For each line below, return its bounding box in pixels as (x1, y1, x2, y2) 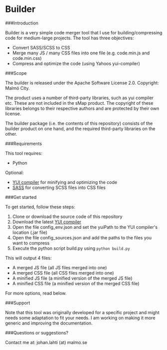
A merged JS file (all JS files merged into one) (12, 264, 107, 270)
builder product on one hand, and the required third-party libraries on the (5, 126, 156, 132)
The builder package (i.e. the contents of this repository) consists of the (5, 120, 153, 126)
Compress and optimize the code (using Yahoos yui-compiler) (12, 60, 141, 66)
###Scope (5, 70, 27, 76)
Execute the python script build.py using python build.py (12, 245, 131, 251)
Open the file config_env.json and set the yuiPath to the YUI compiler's (12, 224, 158, 230)
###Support (5, 300, 30, 306)
